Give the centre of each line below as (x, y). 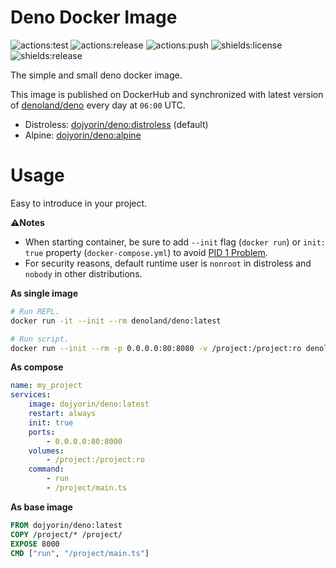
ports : (42, 432)
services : (31, 395)
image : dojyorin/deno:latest (89, 404)
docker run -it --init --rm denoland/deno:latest (116, 321)
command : (46, 469)
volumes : (46, 451)
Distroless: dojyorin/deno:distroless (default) (116, 124)
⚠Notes (27, 222)
